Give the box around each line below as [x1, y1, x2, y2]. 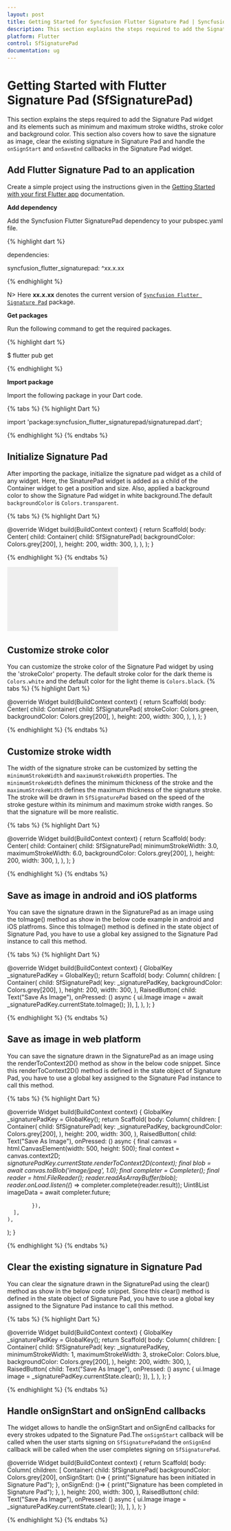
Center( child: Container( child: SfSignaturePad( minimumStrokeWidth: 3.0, [7, 842, 219, 850]
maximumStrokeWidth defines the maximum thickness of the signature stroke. [7, 786, 222, 794]
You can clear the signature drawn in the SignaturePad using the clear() [7, 1279, 210, 1288]
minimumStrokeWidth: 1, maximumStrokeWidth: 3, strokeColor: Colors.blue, [7, 1350, 221, 1358]
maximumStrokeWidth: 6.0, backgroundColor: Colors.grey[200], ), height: [7, 849, 215, 858]
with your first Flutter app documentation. [7, 190, 125, 198]
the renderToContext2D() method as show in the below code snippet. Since [7, 1059, 221, 1067]
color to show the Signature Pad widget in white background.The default [7, 491, 212, 499]
